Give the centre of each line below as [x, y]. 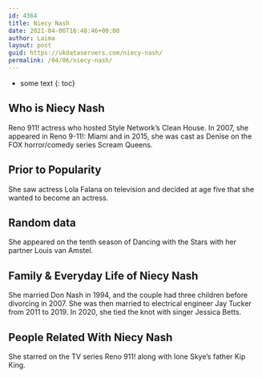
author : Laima [32, 38]
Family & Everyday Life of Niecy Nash [103, 276]
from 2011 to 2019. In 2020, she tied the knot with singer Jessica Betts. [125, 312]
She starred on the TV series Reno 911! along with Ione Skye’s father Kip [127, 356]
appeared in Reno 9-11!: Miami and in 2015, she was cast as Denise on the [130, 136]
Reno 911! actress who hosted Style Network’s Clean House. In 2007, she [129, 127]
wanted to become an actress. [58, 198]
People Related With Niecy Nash [91, 337]
